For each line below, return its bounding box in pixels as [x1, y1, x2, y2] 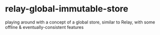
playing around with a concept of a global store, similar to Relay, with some [5, 19, 156, 25]
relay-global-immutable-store [5, 3, 128, 14]
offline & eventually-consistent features [5, 24, 84, 30]
